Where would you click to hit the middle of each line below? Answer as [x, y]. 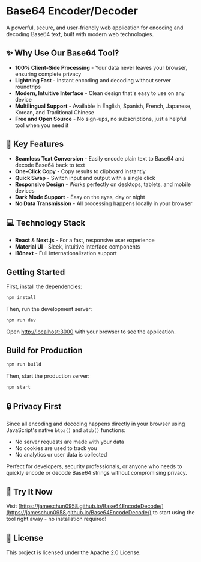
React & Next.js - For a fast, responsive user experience [85, 240]
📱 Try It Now [29, 492]
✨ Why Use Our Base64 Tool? [63, 53]
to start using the [174, 513]
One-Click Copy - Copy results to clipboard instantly [80, 171]
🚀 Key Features [35, 144]
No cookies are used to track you [56, 448]
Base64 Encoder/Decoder [72, 11]
